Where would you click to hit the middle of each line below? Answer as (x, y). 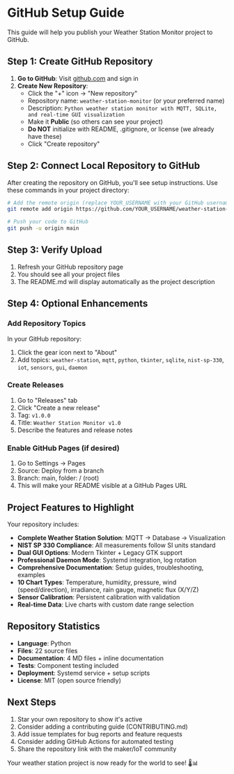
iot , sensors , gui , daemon (52, 367)
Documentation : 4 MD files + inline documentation (91, 658)
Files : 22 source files (47, 650)
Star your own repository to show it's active (80, 719)
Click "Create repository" (64, 144)
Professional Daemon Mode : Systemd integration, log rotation (107, 560)
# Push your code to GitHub (48, 222)
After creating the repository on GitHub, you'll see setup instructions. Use (112, 182)
